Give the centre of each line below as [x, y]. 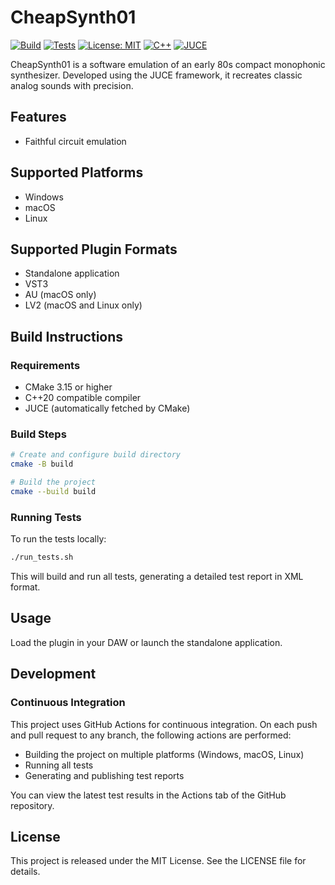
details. [25, 872]
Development [53, 674]
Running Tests [46, 517]
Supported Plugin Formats [94, 249]
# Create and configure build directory [96, 455]
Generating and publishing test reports [104, 775]
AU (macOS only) [60, 295]
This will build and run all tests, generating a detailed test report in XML [157, 577]
